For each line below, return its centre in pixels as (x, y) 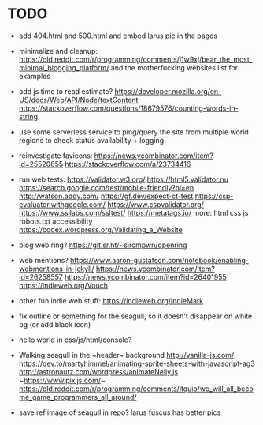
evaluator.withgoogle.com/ (62, 204)
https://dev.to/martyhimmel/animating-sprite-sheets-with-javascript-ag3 (137, 363)
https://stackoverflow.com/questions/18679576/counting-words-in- (128, 108)
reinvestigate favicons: (56, 156)
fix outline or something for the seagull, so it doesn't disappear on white (135, 316)
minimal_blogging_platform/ (64, 67)
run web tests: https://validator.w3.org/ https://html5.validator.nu (124, 179)
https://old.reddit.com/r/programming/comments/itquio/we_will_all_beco (136, 389)
